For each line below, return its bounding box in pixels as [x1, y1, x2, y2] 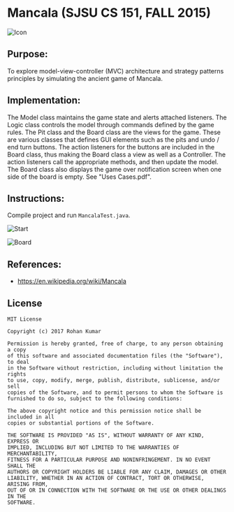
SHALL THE [7, 462, 36, 469]
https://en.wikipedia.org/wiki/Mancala [17, 277, 127, 286]
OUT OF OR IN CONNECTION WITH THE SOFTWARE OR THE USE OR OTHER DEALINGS [7, 487, 227, 494]
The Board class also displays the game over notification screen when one [7, 165, 222, 173]
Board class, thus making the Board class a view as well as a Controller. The [7, 150, 226, 159]
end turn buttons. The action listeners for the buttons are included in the [7, 142, 215, 151]
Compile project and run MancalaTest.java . [7, 211, 131, 219]
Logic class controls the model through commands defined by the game [7, 120, 214, 129]
